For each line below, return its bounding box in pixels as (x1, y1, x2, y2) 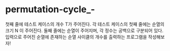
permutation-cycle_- (5, 4, 95, 15)
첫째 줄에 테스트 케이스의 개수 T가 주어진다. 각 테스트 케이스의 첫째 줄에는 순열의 (5, 21, 165, 27)
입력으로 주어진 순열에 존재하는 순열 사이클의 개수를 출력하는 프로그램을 (5, 34, 147, 40)
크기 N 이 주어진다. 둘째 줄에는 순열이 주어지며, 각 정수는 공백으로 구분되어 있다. (5, 27, 163, 34)
